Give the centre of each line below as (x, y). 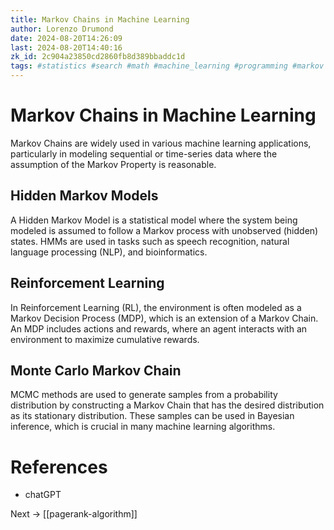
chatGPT (43, 495)
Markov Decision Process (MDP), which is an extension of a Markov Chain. (164, 318)
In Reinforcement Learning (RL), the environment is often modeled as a (156, 307)
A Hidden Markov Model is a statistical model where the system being (154, 220)
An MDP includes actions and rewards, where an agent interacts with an (159, 328)
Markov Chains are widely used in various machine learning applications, (161, 143)
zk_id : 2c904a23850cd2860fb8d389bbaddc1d (98, 57)
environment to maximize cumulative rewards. (105, 339)
